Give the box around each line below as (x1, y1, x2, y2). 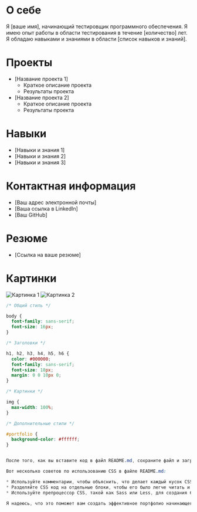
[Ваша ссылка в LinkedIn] (14, 205, 78, 212)
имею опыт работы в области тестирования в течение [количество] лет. (6, 29, 188, 36)
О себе (6, 4, 42, 17)
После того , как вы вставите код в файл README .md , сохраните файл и (6, 458, 180, 464)
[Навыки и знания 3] (14, 159, 66, 166)
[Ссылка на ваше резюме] (14, 251, 81, 258)
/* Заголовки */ (6, 340, 46, 346)
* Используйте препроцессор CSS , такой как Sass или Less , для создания (6, 490, 188, 496)
